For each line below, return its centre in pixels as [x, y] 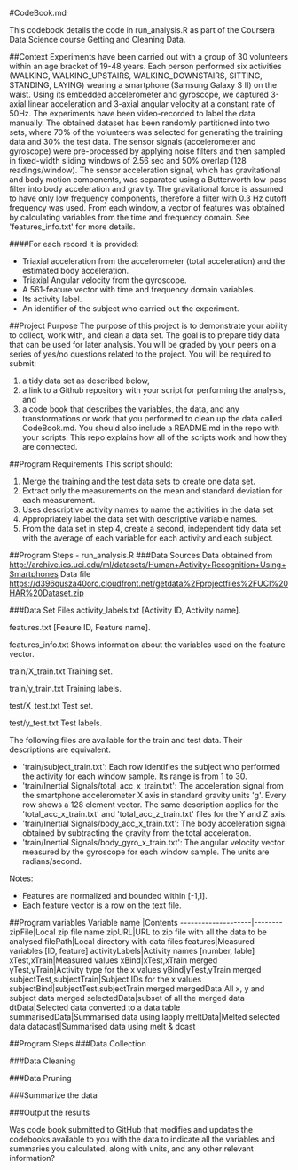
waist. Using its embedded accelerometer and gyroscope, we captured [139, 94]
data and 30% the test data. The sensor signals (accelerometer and [133, 142]
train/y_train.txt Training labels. [66, 689]
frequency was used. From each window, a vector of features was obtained [147, 208]
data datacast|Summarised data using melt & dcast [102, 1026]
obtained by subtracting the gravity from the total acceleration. [137, 833]
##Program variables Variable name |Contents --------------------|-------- [146, 922]
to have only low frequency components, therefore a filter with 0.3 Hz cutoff [148, 198]
